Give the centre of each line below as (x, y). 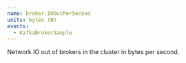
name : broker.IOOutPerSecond (49, 13)
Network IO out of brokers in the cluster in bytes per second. (93, 52)
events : (18, 26)
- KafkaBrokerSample (43, 33)
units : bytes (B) (32, 20)
